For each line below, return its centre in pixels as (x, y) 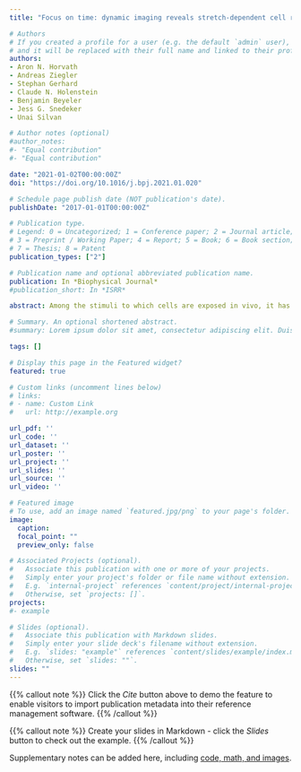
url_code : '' (34, 437)
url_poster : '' (38, 454)
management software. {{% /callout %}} (84, 713)
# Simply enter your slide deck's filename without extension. (133, 644)
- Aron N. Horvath (43, 67)
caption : (34, 528)
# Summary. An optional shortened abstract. (94, 322)
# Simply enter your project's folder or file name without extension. (150, 578)
